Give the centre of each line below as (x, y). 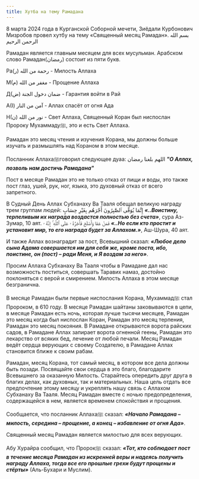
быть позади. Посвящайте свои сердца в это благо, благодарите (89, 369)
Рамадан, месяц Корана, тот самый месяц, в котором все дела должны (97, 363)
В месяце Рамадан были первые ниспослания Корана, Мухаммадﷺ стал (99, 298)
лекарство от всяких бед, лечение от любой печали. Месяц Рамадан (94, 338)
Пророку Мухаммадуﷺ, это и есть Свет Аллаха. (68, 125)
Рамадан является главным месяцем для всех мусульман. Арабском (94, 53)
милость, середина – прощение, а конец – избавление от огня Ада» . (96, 423)
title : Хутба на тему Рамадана (45, 12)
